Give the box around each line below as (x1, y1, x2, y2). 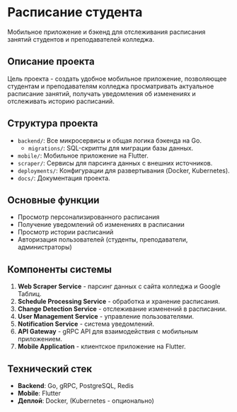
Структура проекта (7, 117, 98, 129)
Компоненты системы (7, 263, 112, 276)
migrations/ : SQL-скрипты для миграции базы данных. (28, 143, 194, 152)
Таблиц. (17, 290, 42, 298)
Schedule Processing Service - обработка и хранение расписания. (17, 298, 221, 306)
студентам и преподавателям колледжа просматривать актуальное (7, 82, 214, 90)
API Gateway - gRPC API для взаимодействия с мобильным (17, 327, 198, 336)
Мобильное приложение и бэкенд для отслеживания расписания (7, 28, 206, 36)
